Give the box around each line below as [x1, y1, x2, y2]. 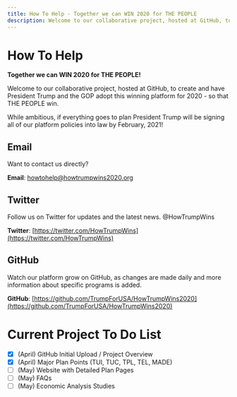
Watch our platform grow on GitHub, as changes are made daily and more [7, 273, 221, 281]
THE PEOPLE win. [7, 100, 59, 108]
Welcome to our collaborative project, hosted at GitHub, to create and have [7, 84, 226, 93]
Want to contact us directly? [7, 160, 90, 168]
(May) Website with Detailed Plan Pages [17, 365, 134, 374]
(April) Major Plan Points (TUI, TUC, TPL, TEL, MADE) [17, 357, 173, 366]
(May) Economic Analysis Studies [17, 382, 115, 391]
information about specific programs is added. [7, 280, 142, 289]
